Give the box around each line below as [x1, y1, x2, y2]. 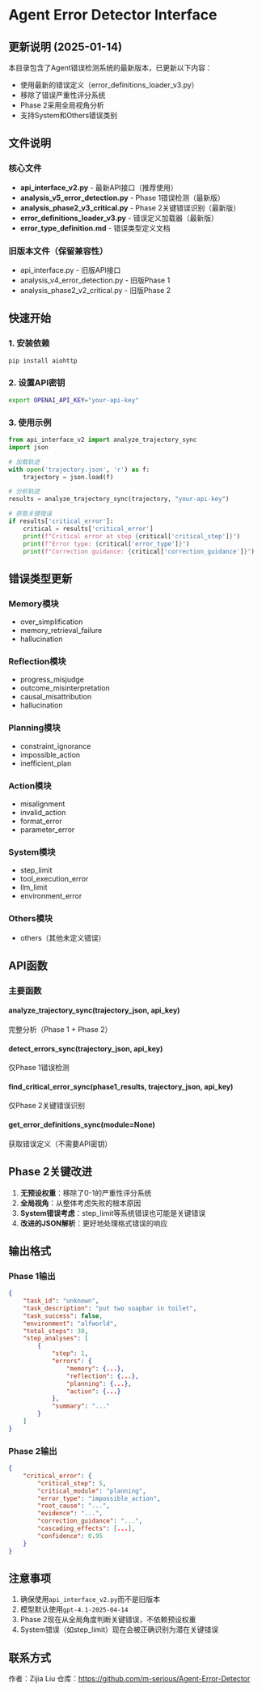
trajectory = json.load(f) [23, 473, 114, 481]
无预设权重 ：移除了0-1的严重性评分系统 [19, 1188, 152, 1197]
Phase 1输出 [8, 1270, 56, 1281]
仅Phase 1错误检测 [8, 1063, 70, 1073]
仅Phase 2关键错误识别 [8, 1101, 86, 1111]
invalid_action [19, 807, 66, 817]
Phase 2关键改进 [8, 1165, 93, 1179]
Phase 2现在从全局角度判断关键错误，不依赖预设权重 [19, 1615, 196, 1625]
